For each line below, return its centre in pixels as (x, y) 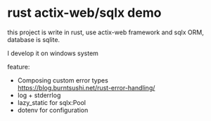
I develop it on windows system (53, 53)
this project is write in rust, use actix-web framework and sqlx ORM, (105, 32)
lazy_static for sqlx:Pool (52, 102)
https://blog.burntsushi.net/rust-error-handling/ (86, 87)
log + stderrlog (39, 95)
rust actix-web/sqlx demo (84, 13)
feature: (19, 66)
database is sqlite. (34, 39)
